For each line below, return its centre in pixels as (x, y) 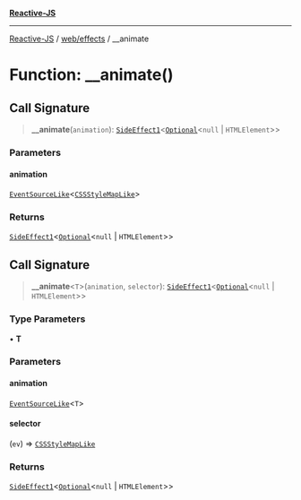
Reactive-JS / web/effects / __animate (79, 39)
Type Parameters (47, 319)
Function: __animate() (91, 75)
